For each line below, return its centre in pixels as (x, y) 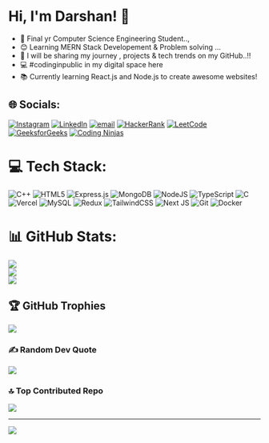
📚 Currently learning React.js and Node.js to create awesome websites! (139, 76)
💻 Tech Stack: (58, 166)
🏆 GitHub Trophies (57, 306)
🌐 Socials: (34, 105)
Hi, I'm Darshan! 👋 (69, 16)
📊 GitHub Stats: (63, 236)
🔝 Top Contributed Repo (56, 390)
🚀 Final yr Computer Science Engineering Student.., (104, 38)
